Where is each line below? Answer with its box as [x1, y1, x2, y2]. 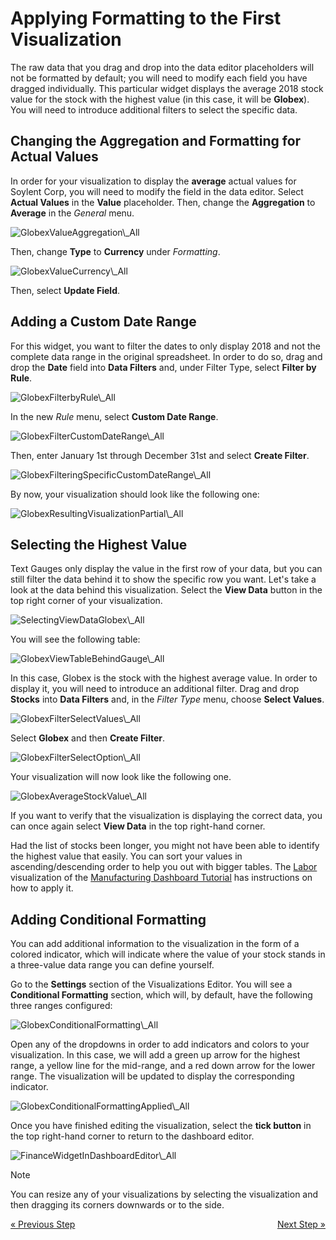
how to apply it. [10, 882, 74, 894]
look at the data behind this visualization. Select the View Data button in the [10, 584, 323, 596]
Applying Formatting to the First [10, 7, 282, 30]
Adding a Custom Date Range [10, 313, 197, 331]
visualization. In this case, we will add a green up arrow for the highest [10, 1049, 301, 1061]
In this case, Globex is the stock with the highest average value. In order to [10, 672, 318, 684]
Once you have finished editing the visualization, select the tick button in [10, 1120, 312, 1132]
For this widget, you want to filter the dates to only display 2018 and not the [10, 340, 321, 352]
